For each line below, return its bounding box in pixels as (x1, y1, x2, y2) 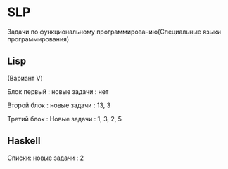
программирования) (7, 34, 70, 43)
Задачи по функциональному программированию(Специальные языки (7, 27, 222, 36)
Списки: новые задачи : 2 (7, 154, 84, 162)
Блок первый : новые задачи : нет (7, 87, 109, 95)
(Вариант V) (7, 74, 44, 82)
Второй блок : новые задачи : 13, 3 (7, 101, 111, 109)
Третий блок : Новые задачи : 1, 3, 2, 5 (7, 114, 122, 123)
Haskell (7, 135, 41, 147)
